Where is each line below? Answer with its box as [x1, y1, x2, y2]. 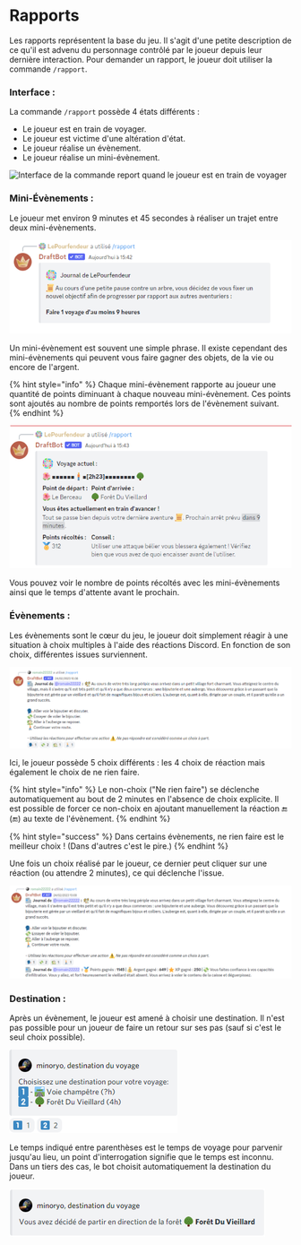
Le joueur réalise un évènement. [21, 143, 142, 153]
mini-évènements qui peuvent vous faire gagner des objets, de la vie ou [9, 352, 274, 363]
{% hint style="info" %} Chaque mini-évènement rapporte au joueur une [9, 379, 276, 390]
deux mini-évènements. [9, 221, 97, 233]
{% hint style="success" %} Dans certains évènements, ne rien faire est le [9, 831, 285, 843]
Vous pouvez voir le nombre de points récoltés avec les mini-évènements [9, 577, 280, 588]
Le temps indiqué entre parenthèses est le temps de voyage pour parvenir [9, 1142, 283, 1153]
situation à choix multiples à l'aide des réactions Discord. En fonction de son [9, 639, 291, 650]
